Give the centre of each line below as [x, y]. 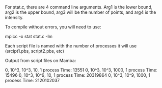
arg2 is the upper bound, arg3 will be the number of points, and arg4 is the [81, 12]
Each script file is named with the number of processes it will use [71, 46]
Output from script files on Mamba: [40, 60]
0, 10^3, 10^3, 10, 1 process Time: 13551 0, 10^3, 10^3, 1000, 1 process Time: [81, 70]
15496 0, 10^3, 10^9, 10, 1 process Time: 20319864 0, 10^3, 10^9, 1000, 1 [78, 75]
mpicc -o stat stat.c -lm [29, 36]
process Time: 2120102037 [32, 80]
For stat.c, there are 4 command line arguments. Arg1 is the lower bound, [79, 7]
